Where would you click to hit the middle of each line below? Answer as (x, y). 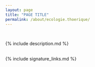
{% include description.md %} (37, 44)
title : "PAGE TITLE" (27, 15)
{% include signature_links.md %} (41, 59)
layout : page (19, 10)
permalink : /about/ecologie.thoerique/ (48, 19)
